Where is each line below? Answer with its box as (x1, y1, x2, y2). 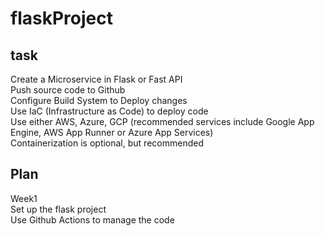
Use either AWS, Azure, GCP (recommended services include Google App (10, 116, 315, 127)
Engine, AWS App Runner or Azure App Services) (10, 127, 214, 138)
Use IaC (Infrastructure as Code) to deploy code (10, 105, 209, 117)
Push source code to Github (10, 84, 126, 96)
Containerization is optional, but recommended (10, 137, 204, 149)
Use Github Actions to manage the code (10, 213, 175, 226)
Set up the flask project (10, 203, 107, 215)
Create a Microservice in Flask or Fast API (10, 73, 183, 85)
